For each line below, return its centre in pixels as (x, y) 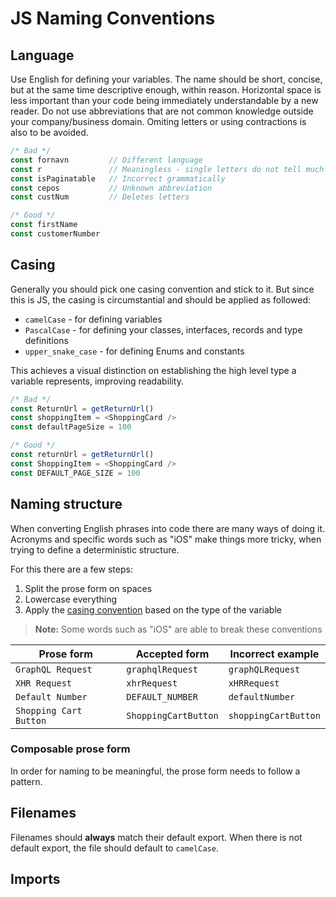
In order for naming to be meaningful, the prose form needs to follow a (155, 771)
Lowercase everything (71, 599)
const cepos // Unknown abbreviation (111, 188)
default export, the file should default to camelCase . (114, 848)
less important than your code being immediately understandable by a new (164, 100)
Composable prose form (70, 749)
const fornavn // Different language (106, 160)
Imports (35, 879)
